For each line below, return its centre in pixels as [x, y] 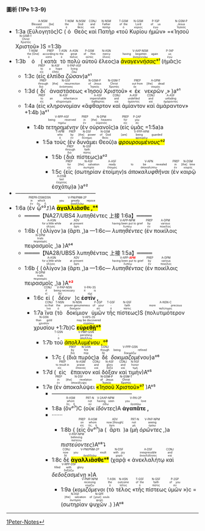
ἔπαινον [81, 372]
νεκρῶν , [156, 91]
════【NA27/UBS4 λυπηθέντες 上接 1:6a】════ [88, 216]
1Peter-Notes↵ [25, 522]
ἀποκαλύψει [79, 387]
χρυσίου [44, 328]
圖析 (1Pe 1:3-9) [26, 9]
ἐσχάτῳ [62, 187]
